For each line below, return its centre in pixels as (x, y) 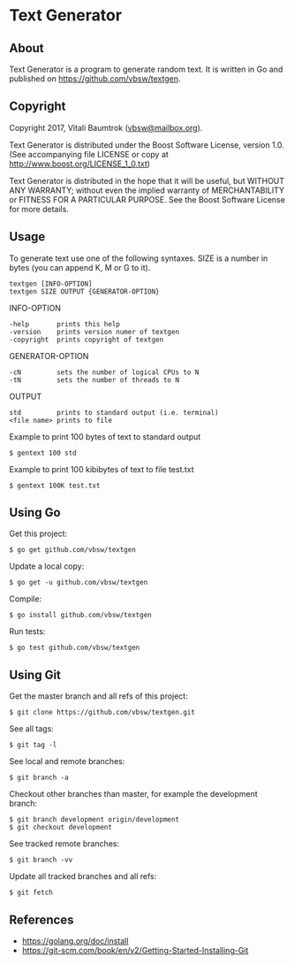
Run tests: (27, 631)
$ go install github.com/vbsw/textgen (80, 616)
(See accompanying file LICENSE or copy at (89, 154)
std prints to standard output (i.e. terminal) (114, 412)
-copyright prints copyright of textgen (87, 340)
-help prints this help (65, 324)
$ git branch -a (39, 778)
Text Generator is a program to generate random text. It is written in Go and (146, 69)
